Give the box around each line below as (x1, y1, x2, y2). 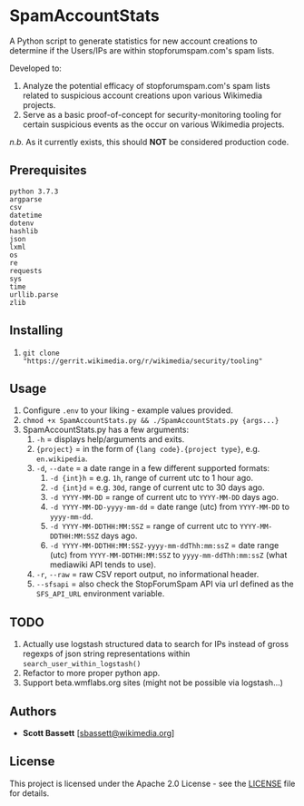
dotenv (9, 219, 34, 228)
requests (9, 266, 43, 275)
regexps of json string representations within (22, 648, 191, 659)
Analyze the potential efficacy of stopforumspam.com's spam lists (22, 80, 270, 91)
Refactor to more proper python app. (22, 668, 161, 679)
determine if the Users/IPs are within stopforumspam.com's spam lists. (9, 44, 275, 55)
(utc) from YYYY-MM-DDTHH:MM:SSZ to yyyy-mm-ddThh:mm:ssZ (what (49, 550, 288, 561)
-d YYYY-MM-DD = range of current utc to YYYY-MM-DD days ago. (49, 492, 279, 503)
